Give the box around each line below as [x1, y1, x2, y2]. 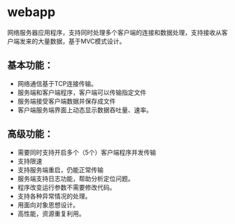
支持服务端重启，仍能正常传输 [17, 165, 104, 174]
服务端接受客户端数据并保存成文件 [17, 97, 116, 105]
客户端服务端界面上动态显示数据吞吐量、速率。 [17, 106, 152, 114]
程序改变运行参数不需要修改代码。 [17, 183, 116, 191]
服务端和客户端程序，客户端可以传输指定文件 [17, 88, 147, 97]
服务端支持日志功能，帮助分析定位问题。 [17, 174, 134, 183]
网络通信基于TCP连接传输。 [17, 79, 98, 87]
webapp [7, 4, 56, 20]
